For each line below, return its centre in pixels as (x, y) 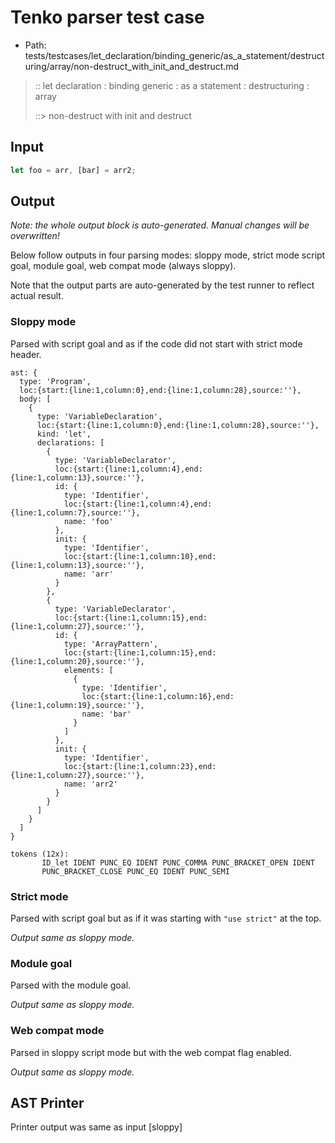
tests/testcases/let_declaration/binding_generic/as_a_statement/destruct (174, 55)
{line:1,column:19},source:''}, (77, 705)
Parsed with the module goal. (71, 985)
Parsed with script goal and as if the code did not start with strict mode (156, 343)
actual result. (37, 296)
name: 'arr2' (90, 784)
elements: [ (88, 670)
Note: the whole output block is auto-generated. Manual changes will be (160, 225)
